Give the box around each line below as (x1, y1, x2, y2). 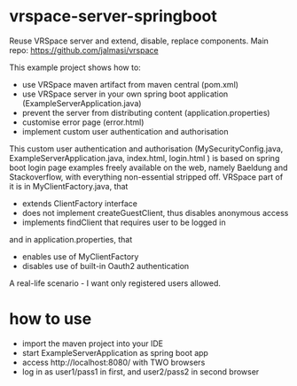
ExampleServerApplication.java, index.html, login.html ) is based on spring (9, 152, 280, 163)
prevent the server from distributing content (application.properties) (21, 107, 270, 118)
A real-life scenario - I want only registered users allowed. (9, 277, 222, 289)
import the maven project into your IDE (21, 338, 164, 349)
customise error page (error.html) (21, 117, 145, 127)
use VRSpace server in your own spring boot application (21, 89, 229, 99)
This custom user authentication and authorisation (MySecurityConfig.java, (9, 143, 284, 154)
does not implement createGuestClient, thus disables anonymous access (21, 207, 289, 218)
